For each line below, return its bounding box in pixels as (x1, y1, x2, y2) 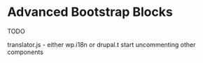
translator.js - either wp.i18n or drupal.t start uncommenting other (7, 40, 196, 48)
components (7, 48, 44, 56)
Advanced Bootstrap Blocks (7, 4, 173, 20)
